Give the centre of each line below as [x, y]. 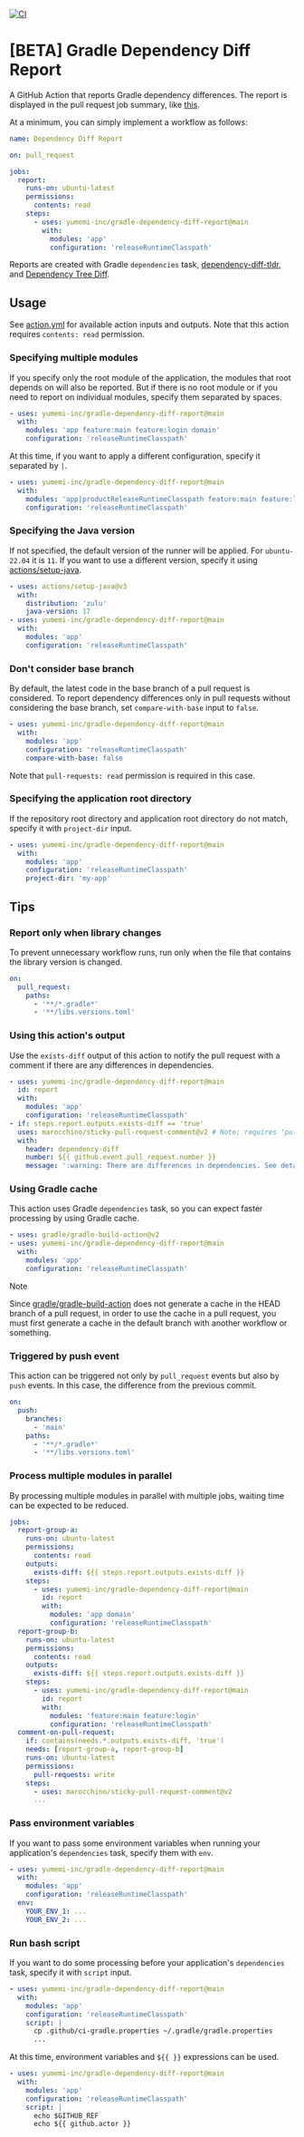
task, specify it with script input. [71, 1973]
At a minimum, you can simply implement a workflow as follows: [128, 121]
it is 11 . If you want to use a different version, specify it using [144, 560]
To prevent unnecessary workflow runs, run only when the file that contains [150, 952]
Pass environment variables [72, 1823]
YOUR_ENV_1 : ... [57, 1911]
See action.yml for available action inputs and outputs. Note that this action [149, 325]
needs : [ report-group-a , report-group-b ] [104, 1750]
